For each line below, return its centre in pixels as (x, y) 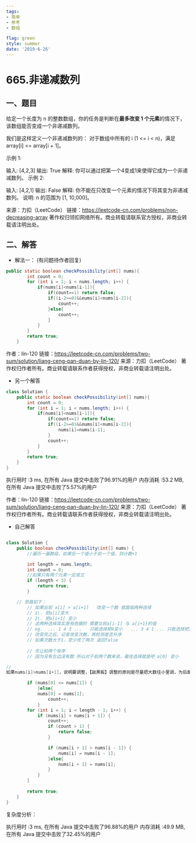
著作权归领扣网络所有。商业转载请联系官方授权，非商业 (116, 217)
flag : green (20, 39)
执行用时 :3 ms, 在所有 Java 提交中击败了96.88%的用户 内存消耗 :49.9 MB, (96, 827)
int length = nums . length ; (60, 564)
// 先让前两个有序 (46, 651)
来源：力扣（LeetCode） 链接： (44, 210)
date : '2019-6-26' (28, 49)
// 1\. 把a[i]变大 (48, 613)
